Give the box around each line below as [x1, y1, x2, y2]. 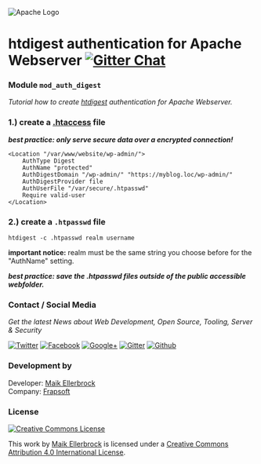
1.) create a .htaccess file [8, 117, 106, 128]
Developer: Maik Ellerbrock [8, 378, 96, 388]
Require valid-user [22, 191, 86, 199]
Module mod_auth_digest [8, 79, 102, 90]
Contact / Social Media [8, 299, 96, 310]
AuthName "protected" [22, 163, 92, 172]
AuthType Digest [22, 157, 76, 165]
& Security [8, 326, 42, 335]
